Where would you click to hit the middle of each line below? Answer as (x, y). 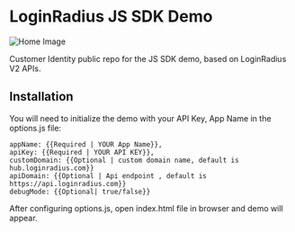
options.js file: (35, 128)
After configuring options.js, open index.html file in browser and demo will (146, 208)
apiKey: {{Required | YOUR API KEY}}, (82, 152)
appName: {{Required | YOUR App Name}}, (86, 144)
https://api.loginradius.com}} (68, 183)
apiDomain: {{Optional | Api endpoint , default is (108, 176)
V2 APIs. (25, 68)
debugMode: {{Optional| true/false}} (80, 192)
